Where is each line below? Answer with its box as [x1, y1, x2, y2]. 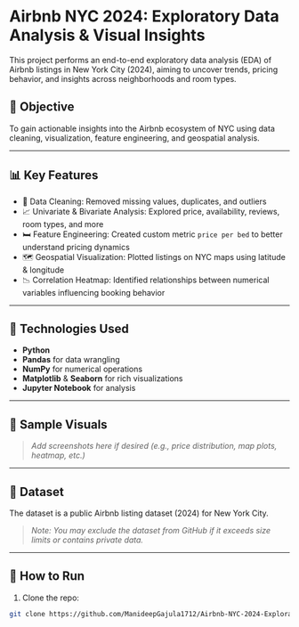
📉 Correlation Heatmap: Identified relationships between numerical [21, 274, 270, 285]
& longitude [21, 265, 65, 275]
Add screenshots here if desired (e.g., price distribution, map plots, [30, 441, 278, 452]
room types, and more [21, 218, 104, 229]
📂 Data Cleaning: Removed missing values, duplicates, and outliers [21, 196, 267, 207]
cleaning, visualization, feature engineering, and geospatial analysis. [9, 132, 260, 143]
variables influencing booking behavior [21, 287, 166, 297]
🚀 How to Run [9, 568, 85, 584]
